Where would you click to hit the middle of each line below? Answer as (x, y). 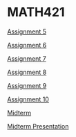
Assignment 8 (27, 72)
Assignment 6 (27, 45)
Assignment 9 (27, 85)
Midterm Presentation (38, 126)
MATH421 (36, 12)
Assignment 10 (28, 99)
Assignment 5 (27, 31)
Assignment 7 (27, 58)
